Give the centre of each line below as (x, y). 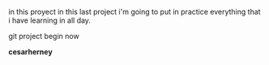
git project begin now (44, 36)
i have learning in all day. (50, 20)
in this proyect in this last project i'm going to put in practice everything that (134, 12)
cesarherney (30, 52)
